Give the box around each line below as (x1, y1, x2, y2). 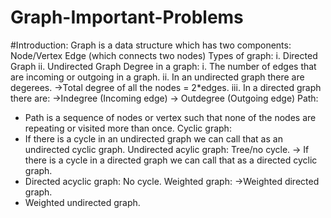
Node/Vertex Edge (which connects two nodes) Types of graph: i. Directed (10, 49, 318, 61)
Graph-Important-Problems (10, 6, 244, 29)
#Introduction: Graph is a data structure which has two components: (10, 39, 292, 51)
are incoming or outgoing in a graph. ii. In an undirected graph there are (10, 71, 305, 83)
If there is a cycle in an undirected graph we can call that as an (24, 132, 283, 145)
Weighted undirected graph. (24, 196, 141, 208)
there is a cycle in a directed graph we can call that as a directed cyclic (24, 154, 318, 166)
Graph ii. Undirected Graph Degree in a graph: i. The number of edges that (10, 60, 317, 72)
